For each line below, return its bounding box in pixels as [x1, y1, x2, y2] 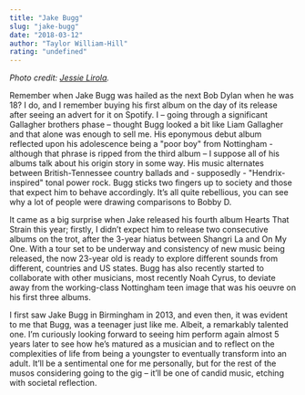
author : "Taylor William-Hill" [9, 38, 128, 48]
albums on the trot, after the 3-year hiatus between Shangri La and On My [9, 234, 287, 244]
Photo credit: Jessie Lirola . [9, 72, 110, 83]
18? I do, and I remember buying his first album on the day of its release [9, 99, 278, 110]
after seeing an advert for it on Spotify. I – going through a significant [9, 109, 269, 120]
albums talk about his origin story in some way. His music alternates [9, 158, 264, 169]
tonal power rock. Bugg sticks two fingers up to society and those [45, 177, 293, 188]
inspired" [9, 177, 44, 188]
